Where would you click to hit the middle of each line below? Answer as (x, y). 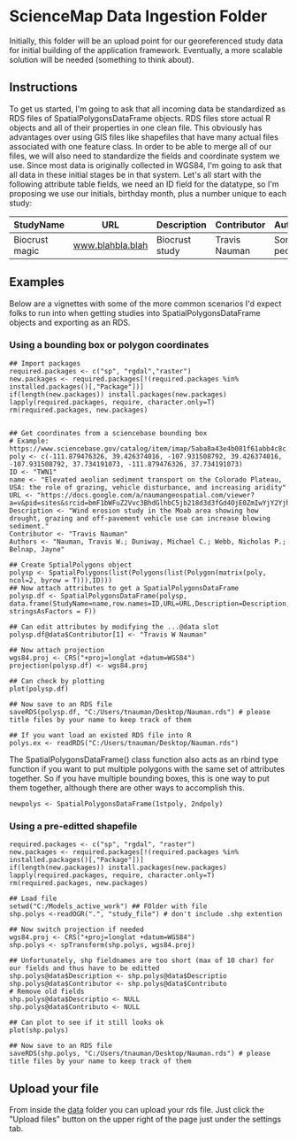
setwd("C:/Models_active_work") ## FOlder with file (108, 906)
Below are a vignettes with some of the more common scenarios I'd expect (145, 304)
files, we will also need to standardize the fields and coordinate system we (145, 156)
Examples (37, 282)
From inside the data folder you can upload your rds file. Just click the (137, 1109)
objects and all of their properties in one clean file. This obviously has (136, 127)
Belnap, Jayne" (37, 549)
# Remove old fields (47, 992)
